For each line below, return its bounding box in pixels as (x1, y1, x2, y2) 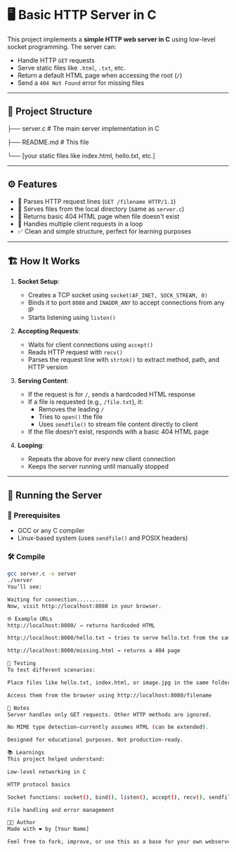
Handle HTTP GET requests (17, 56, 95, 65)
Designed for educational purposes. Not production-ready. (7, 737, 184, 744)
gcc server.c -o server (7, 570, 77, 578)
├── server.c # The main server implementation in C (7, 124, 160, 132)
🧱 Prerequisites (7, 510, 61, 520)
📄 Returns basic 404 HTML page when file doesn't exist (17, 212, 180, 220)
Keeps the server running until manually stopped (27, 463, 169, 471)
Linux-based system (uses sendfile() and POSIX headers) (17, 534, 188, 543)
